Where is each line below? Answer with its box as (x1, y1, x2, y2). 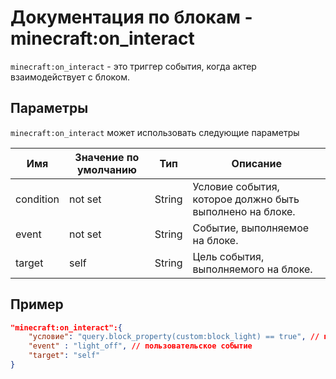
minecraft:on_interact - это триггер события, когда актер (10, 60, 257, 72)
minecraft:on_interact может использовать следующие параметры (10, 126, 300, 138)
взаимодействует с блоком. (10, 71, 131, 83)
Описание (231, 156, 282, 170)
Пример (10, 296, 64, 313)
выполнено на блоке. (192, 204, 296, 218)
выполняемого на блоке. (192, 262, 313, 276)
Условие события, (192, 179, 280, 193)
